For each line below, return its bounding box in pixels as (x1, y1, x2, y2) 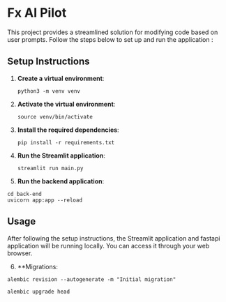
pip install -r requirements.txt (17, 139, 115, 146)
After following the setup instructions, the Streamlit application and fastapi (7, 234, 220, 242)
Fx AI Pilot (7, 5, 67, 21)
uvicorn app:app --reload (7, 197, 82, 204)
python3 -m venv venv (17, 87, 80, 95)
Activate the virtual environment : (17, 100, 116, 108)
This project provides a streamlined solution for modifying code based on (7, 28, 218, 36)
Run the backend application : (17, 176, 105, 186)
